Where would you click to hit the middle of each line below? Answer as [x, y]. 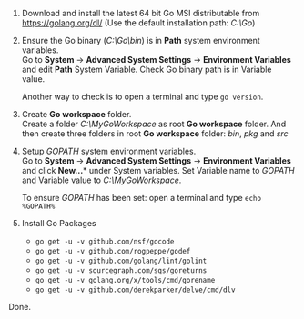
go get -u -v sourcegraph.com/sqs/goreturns [121, 271]
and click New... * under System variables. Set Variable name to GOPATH [158, 170]
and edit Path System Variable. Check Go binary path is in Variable [147, 69]
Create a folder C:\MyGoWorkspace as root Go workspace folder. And [154, 124]
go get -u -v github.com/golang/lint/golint [121, 261]
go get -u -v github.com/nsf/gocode [105, 242]
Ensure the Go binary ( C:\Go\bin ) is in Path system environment [141, 40]
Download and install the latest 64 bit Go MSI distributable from [141, 13]
